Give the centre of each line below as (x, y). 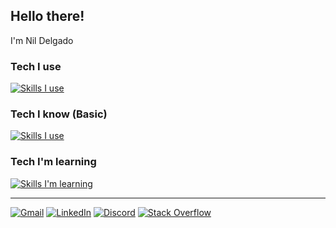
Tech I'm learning (53, 162)
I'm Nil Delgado (42, 40)
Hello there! (47, 16)
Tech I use (36, 66)
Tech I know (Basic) (59, 114)
